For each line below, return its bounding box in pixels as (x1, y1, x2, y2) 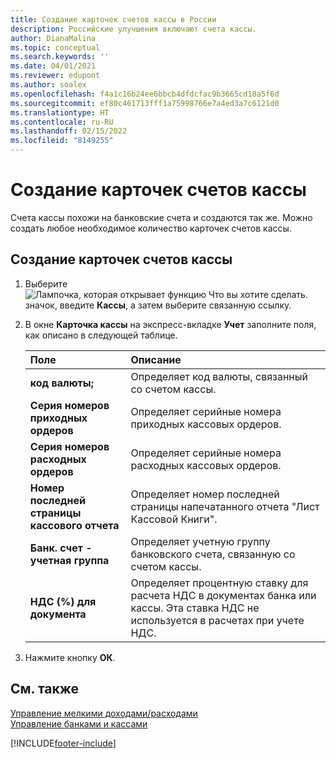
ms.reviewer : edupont (10, 71, 101, 81)
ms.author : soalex (10, 80, 87, 90)
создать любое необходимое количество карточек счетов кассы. (10, 222, 292, 234)
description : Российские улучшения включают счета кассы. (10, 24, 257, 34)
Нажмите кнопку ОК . (24, 651, 116, 663)
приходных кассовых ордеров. (130, 417, 282, 431)
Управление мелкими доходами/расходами (10, 707, 198, 719)
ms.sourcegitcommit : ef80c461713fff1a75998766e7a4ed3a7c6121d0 (10, 98, 280, 108)
